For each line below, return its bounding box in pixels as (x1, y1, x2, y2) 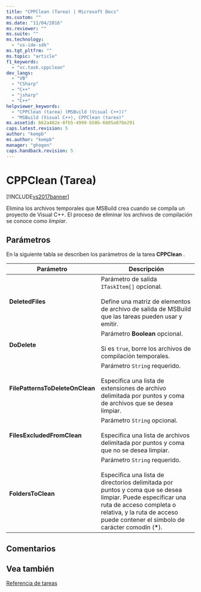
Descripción (128, 265, 165, 273)
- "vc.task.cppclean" (11, 64, 66, 71)
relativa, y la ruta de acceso (100, 508, 178, 517)
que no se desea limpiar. (100, 446, 170, 454)
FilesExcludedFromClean (9, 431, 82, 440)
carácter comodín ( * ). (100, 523, 163, 532)
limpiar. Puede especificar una (100, 493, 187, 502)
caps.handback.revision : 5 (6, 148, 74, 154)
